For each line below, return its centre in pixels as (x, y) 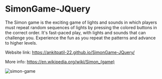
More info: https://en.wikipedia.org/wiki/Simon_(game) (60, 62)
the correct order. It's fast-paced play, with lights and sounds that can (75, 32)
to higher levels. (21, 43)
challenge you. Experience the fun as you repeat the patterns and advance (80, 38)
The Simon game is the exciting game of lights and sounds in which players (81, 22)
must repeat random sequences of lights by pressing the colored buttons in (81, 27)
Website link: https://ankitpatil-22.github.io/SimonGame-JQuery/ (70, 52)
